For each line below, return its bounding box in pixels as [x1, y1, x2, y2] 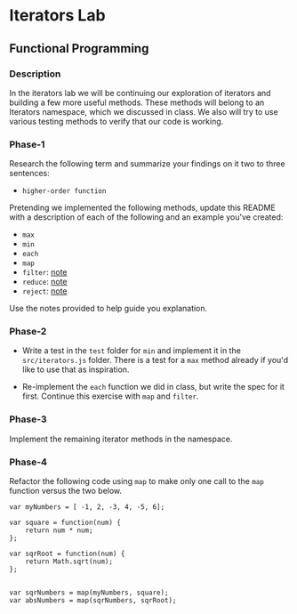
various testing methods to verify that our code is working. [9, 116, 224, 126]
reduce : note [21, 277, 68, 287]
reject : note [21, 286, 68, 296]
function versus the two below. [9, 486, 123, 497]
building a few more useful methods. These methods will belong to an [9, 97, 265, 108]
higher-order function [21, 187, 107, 196]
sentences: [9, 168, 51, 179]
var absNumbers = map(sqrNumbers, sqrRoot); [9, 596, 177, 605]
